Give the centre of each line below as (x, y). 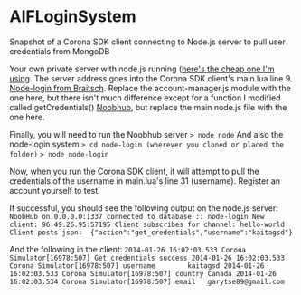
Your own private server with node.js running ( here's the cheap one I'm (142, 69)
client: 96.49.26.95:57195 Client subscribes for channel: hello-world (147, 224)
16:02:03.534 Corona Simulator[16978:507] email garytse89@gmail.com (147, 281)
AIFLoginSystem (73, 17)
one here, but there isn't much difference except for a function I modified (146, 98)
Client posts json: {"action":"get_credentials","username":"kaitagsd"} (151, 233)
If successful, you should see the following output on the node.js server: (144, 208)
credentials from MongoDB (60, 51)
